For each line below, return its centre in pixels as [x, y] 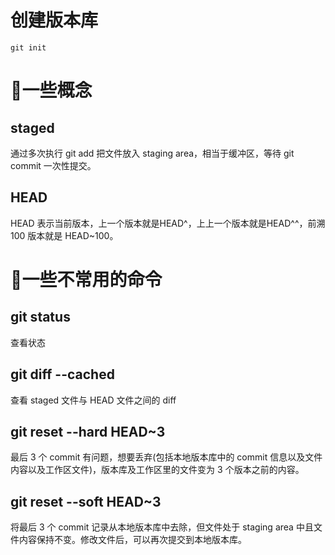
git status [40, 317]
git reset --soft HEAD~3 [86, 501]
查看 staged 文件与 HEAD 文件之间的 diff [93, 400]
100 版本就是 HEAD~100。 [64, 235]
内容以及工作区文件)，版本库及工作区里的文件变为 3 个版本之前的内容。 [157, 470]
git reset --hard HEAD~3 [88, 431]
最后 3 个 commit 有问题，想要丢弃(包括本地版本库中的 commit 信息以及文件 [166, 457]
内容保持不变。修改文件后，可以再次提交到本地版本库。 [132, 540]
